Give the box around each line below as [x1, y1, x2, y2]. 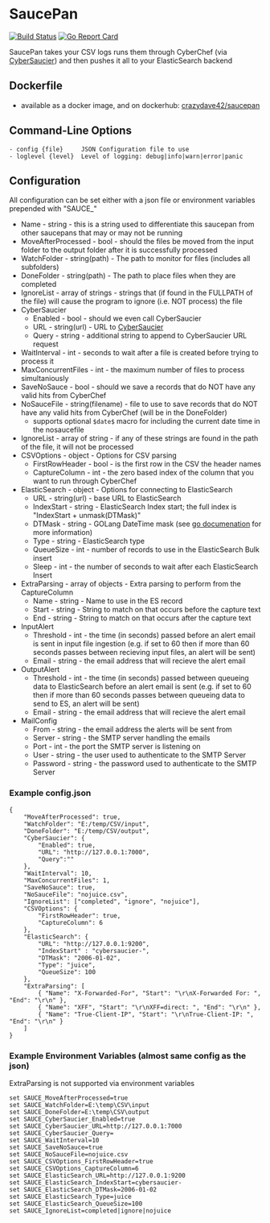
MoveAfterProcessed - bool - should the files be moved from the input [20, 237, 254, 247]
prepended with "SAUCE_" [9, 204, 97, 214]
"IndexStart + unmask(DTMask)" [32, 511, 141, 520]
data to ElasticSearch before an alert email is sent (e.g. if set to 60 [32, 682, 252, 691]
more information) [32, 528, 93, 537]
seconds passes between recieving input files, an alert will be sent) [32, 648, 256, 657]
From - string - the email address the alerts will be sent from [32, 724, 232, 734]
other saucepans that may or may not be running [20, 228, 183, 238]
